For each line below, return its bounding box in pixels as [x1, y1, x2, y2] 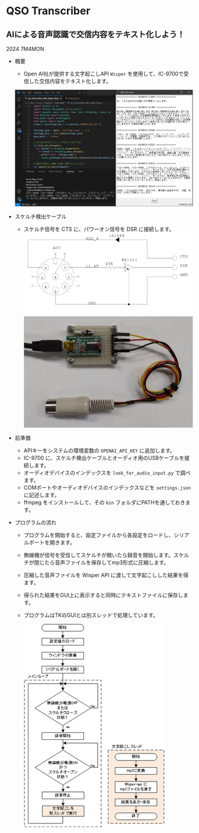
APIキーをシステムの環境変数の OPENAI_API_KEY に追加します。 [23, 447, 176, 454]
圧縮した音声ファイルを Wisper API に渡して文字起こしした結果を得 [23, 571, 188, 578]
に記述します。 [23, 491, 60, 498]
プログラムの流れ [14, 519, 57, 526]
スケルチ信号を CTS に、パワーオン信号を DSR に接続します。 [23, 225, 175, 233]
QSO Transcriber [6, 4, 91, 18]
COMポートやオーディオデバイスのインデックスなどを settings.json [23, 484, 191, 491]
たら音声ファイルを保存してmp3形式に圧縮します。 [44, 559, 169, 566]
